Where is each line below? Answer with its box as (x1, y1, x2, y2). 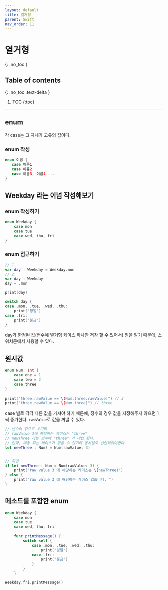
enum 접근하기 (5, 251, 40, 258)
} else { (5, 472, 23, 478)
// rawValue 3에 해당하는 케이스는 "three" (5, 431, 88, 436)
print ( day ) (5, 290, 28, 295)
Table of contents (5, 76, 61, 84)
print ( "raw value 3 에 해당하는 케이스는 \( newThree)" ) (14, 468, 123, 473)
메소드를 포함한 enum (5, 497, 69, 505)
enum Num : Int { (5, 368, 39, 373)
